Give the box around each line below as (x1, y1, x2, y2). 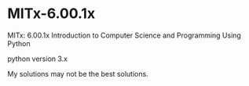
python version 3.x (7, 54, 68, 63)
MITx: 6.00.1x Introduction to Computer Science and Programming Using (7, 30, 241, 40)
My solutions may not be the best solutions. (7, 69, 148, 78)
